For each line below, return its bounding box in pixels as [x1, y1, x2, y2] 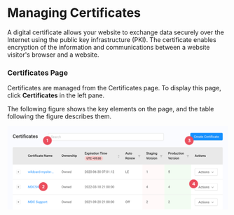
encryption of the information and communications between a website [7, 43, 210, 51]
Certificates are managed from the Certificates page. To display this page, [7, 84, 222, 92]
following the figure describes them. [7, 112, 112, 120]
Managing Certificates [7, 5, 142, 21]
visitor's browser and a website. [7, 50, 99, 59]
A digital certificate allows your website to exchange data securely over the [7, 28, 224, 36]
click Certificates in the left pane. [7, 91, 105, 99]
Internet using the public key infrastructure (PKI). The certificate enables [7, 35, 216, 43]
